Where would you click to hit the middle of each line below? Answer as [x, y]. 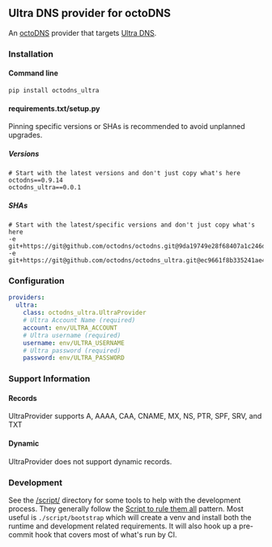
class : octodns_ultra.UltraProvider [85, 313]
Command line [34, 73]
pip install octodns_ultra [54, 90]
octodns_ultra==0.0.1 [45, 187]
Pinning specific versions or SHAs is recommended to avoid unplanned [127, 127]
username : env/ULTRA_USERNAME [74, 343]
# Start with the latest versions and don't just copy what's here [125, 174]
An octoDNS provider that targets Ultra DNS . [83, 32]
